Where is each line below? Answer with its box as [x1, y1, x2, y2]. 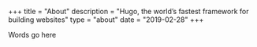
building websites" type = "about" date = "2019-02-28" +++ [8, 15, 204, 24]
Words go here [8, 31, 57, 39]
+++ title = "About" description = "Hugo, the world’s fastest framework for [8, 7, 250, 16]
